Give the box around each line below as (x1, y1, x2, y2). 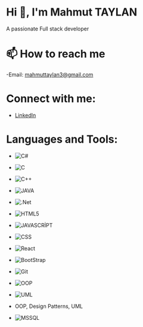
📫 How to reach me (6, 47, 105, 61)
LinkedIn (14, 112, 36, 119)
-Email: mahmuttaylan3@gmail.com (6, 71, 94, 78)
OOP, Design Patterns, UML (14, 303, 83, 310)
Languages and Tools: (6, 132, 118, 146)
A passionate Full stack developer (6, 25, 89, 32)
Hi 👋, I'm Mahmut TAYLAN (6, 5, 138, 19)
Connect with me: (6, 92, 97, 106)
